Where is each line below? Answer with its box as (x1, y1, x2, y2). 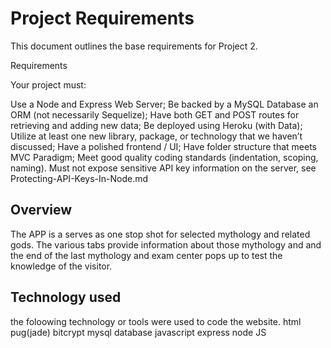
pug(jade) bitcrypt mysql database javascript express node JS (10, 326, 267, 338)
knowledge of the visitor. (10, 260, 113, 272)
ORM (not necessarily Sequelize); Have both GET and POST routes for (10, 108, 300, 121)
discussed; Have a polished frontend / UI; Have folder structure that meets (10, 140, 317, 152)
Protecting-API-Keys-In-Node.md (10, 172, 149, 184)
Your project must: (10, 78, 87, 91)
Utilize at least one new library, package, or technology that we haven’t (10, 130, 303, 142)
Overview (10, 202, 73, 219)
